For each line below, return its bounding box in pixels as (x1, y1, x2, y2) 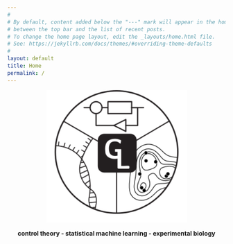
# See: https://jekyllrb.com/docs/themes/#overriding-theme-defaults (7, 40, 213, 48)
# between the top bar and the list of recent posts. (7, 26, 166, 33)
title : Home (7, 62, 42, 69)
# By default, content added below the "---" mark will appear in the (7, 18, 216, 26)
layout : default (7, 55, 54, 62)
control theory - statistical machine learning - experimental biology (17, 229, 216, 237)
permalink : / (7, 69, 45, 76)
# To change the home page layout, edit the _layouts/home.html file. (7, 33, 216, 40)
